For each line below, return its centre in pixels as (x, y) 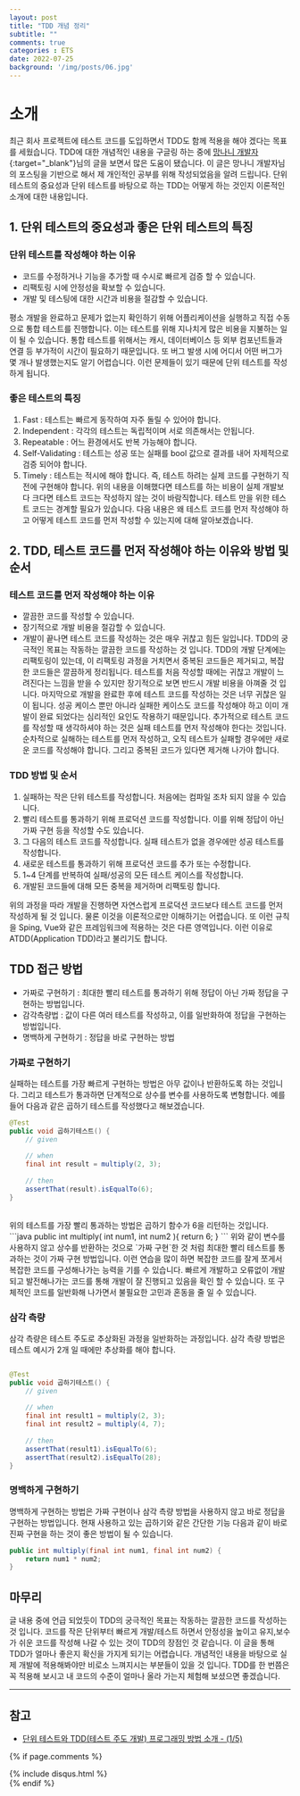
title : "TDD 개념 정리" (50, 26)
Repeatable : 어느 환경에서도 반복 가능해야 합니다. (109, 442)
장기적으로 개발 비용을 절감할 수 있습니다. (94, 628)
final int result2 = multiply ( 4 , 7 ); (96, 1425)
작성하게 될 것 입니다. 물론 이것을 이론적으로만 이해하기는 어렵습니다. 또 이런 (142, 916)
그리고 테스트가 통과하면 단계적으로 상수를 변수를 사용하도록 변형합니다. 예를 (153, 1094)
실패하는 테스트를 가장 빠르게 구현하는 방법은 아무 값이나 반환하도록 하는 (134, 1083)
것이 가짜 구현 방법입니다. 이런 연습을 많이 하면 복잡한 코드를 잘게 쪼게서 (158, 1259)
